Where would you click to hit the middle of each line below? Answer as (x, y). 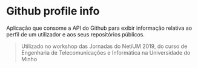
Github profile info (53, 11)
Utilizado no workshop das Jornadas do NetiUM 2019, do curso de (104, 46)
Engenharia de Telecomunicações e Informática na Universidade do (106, 52)
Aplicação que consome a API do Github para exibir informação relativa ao (99, 28)
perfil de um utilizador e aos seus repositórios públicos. (76, 34)
